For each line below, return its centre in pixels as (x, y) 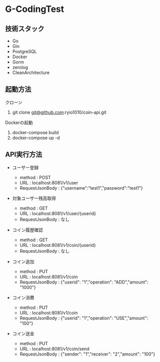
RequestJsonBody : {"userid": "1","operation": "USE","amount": (84, 318)
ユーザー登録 (25, 167)
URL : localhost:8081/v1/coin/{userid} (58, 245)
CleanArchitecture (31, 72)
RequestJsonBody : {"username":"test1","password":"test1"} (81, 188)
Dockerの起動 (19, 122)
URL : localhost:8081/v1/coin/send (54, 349)
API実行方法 (24, 155)
